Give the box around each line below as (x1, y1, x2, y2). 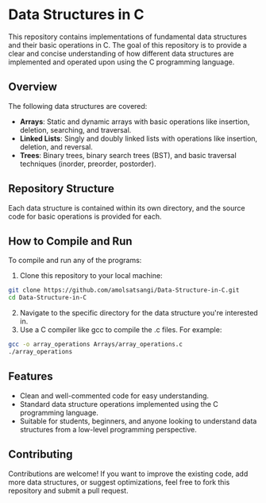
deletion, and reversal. (19, 141, 93, 152)
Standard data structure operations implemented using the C (19, 399, 218, 408)
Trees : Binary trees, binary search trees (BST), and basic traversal (19, 150, 237, 160)
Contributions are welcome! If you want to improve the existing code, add (8, 469, 249, 478)
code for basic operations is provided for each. (8, 211, 162, 221)
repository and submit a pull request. (8, 486, 129, 495)
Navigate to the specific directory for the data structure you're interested (19, 308, 258, 318)
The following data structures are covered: (8, 101, 148, 110)
